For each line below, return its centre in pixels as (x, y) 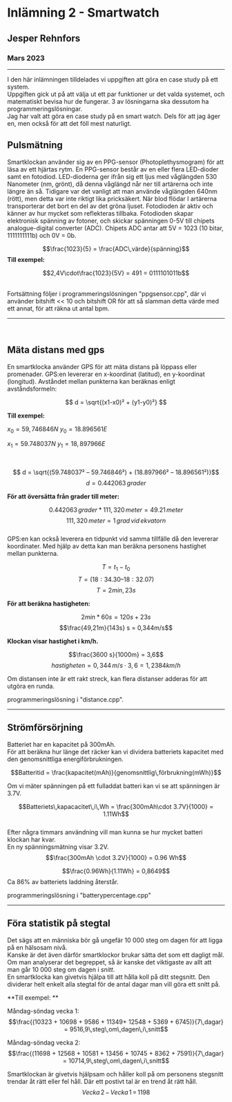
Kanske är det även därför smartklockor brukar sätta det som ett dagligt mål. (116, 955)
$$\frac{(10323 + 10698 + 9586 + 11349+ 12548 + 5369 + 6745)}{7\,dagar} (116, 1022)
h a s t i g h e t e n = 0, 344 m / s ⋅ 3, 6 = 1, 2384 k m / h (116, 665)
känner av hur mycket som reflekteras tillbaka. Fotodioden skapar (100, 213)
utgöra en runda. (31, 686)
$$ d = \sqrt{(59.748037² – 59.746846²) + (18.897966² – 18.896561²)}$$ (116, 472)
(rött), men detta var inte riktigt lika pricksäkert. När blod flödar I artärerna (112, 198)
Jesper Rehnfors (44, 38)
